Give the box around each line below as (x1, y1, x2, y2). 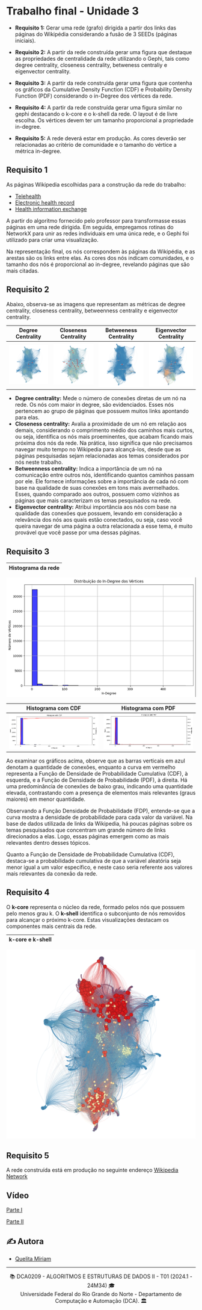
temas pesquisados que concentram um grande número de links (6, 826, 167, 833)
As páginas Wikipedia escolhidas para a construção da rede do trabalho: (6, 181, 186, 188)
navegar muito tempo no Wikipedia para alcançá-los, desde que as (14, 446, 182, 453)
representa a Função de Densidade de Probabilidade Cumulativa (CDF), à (6, 770, 188, 777)
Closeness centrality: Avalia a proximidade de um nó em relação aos (14, 420, 187, 428)
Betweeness (105, 327, 137, 334)
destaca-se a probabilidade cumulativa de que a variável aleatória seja (6, 857, 182, 864)
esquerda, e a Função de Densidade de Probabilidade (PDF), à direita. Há (6, 776, 188, 783)
